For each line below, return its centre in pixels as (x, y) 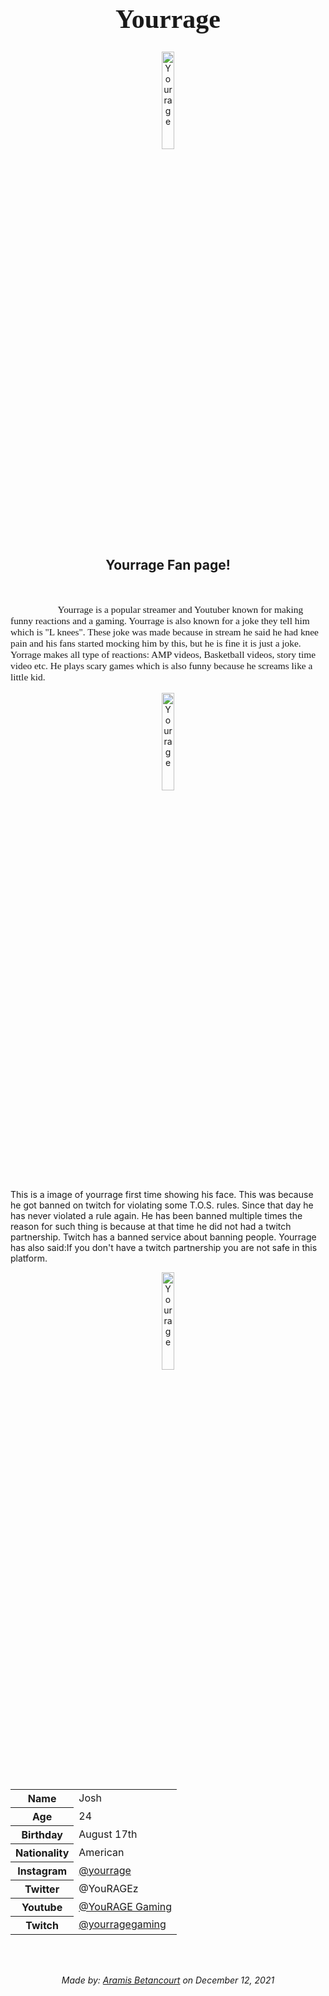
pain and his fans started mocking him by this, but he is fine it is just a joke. (156, 643)
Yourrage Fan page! (168, 565)
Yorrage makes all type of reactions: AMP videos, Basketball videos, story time (163, 655)
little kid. (28, 677)
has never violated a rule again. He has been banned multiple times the (156, 1215)
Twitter (42, 1889)
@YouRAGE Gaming (125, 1906)
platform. (29, 1258)
